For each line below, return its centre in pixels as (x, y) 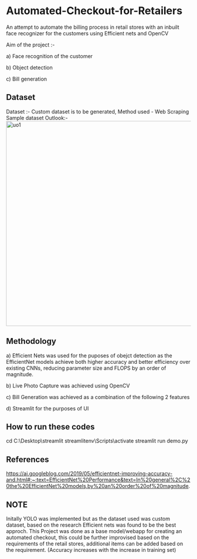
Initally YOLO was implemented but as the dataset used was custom (88, 519)
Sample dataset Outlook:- (37, 118)
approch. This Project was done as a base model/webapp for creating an (94, 531)
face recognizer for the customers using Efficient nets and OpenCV (87, 33)
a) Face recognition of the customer (49, 56)
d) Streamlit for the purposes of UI (47, 408)
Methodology (31, 341)
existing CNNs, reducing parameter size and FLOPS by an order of (86, 368)
